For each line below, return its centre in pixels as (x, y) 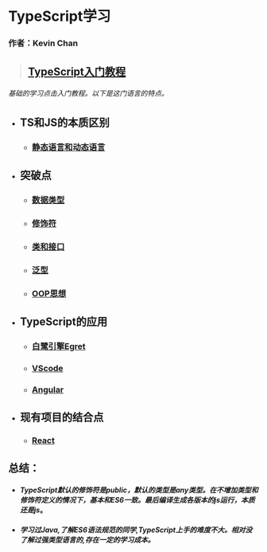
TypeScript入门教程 (77, 71)
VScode (47, 368)
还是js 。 (33, 510)
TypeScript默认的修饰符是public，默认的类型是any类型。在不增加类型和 (139, 490)
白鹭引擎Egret (58, 346)
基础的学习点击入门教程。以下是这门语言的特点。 (88, 93)
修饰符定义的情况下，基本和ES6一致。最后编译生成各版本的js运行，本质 (137, 500)
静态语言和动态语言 (68, 147)
